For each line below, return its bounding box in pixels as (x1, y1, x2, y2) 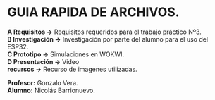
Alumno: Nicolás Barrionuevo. (7, 86, 95, 94)
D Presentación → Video (7, 57, 80, 65)
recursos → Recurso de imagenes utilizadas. (7, 65, 137, 73)
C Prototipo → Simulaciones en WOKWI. (7, 50, 125, 58)
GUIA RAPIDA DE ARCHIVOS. (7, 4, 180, 20)
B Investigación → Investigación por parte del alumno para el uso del (7, 35, 209, 43)
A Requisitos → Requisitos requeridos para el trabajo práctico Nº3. (7, 27, 202, 36)
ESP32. (7, 42, 29, 51)
